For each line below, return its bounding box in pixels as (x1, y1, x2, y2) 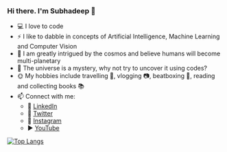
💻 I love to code (16, 22, 64, 30)
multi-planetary (16, 57, 61, 65)
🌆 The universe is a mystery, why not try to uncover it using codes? (16, 64, 208, 73)
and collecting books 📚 (16, 82, 84, 90)
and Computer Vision (16, 42, 77, 51)
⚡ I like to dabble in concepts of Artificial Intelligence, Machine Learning (16, 32, 220, 40)
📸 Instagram (27, 116, 62, 125)
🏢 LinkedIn (27, 102, 58, 110)
